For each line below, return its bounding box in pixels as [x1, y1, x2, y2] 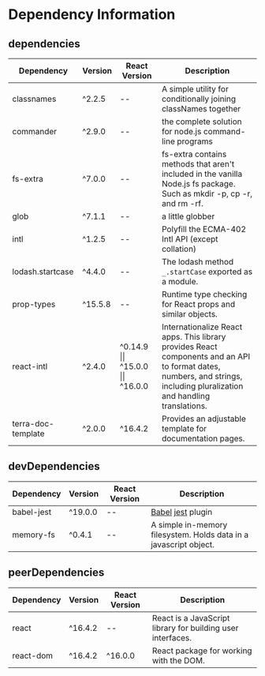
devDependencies [8, 460, 100, 473]
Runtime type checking [161, 289, 248, 299]
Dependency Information [8, 6, 176, 24]
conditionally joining [161, 93, 237, 104]
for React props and [161, 299, 235, 310]
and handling [161, 391, 211, 401]
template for [161, 423, 207, 434]
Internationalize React [161, 321, 243, 332]
